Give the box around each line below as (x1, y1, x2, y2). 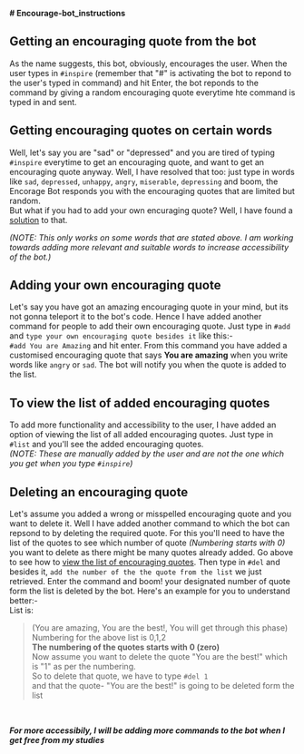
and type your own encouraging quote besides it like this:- (9, 330, 233, 341)
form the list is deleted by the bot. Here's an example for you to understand (9, 585, 290, 597)
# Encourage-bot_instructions (9, 8, 126, 18)
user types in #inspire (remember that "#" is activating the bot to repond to (9, 67, 292, 78)
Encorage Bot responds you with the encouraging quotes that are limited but (9, 185, 295, 196)
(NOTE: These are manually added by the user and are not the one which (9, 448, 284, 459)
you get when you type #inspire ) (9, 458, 133, 469)
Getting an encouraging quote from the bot (9, 34, 257, 49)
